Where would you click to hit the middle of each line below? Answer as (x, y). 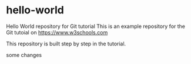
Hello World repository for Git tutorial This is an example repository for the (96, 26)
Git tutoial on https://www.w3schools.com (57, 32)
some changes (24, 55)
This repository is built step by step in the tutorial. (66, 44)
